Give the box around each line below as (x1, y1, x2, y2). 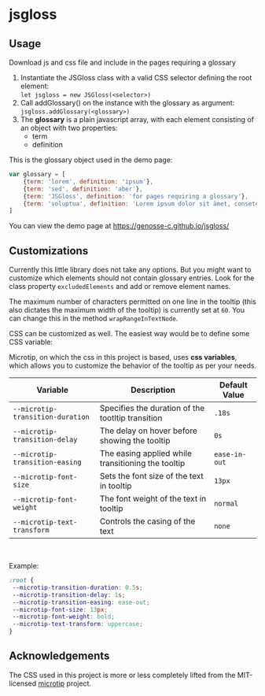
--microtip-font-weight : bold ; (12, 613, 115, 621)
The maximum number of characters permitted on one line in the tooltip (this (9, 297, 256, 306)
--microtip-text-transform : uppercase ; (12, 620, 144, 628)
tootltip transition (99, 413, 163, 424)
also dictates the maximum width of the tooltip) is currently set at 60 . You (9, 305, 245, 315)
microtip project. (38, 679, 92, 688)
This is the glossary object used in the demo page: (9, 155, 173, 165)
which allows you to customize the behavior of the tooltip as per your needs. (9, 361, 257, 371)
